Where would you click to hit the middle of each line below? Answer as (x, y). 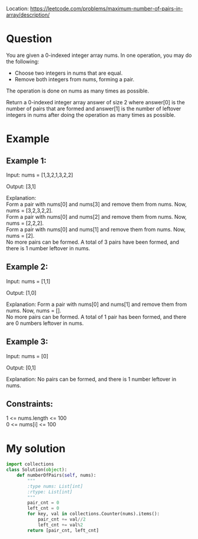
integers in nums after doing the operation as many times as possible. (91, 114)
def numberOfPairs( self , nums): (56, 476)
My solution (36, 449)
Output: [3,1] (21, 186)
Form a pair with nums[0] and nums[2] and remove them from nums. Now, (97, 216)
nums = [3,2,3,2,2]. (30, 211)
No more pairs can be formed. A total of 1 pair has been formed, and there (96, 317)
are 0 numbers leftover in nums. (45, 323)
